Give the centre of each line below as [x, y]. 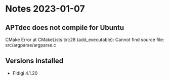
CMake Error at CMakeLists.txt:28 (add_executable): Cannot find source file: [85, 39]
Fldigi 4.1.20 [25, 73]
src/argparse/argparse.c [31, 45]
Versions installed [34, 61]
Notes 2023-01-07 [45, 9]
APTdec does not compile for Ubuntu [65, 28]
